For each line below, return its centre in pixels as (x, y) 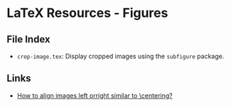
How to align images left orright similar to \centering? (95, 95)
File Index (28, 39)
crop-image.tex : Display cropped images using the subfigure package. (120, 56)
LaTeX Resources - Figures (87, 13)
